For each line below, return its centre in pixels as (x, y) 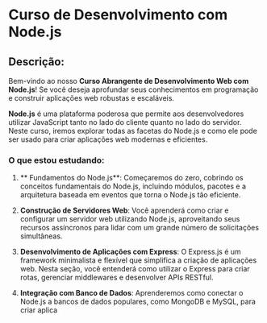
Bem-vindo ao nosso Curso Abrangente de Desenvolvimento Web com (129, 81)
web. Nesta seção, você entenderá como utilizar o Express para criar (135, 269)
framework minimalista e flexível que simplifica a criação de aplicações (138, 260)
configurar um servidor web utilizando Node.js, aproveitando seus (130, 219)
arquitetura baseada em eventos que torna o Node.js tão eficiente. (130, 195)
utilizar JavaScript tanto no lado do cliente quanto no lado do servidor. (125, 122)
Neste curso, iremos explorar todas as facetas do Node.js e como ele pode (133, 131)
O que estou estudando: (56, 160)
